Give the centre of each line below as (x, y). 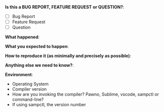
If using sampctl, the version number (49, 105)
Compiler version (29, 89)
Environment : (19, 75)
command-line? (28, 99)
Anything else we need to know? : (40, 65)
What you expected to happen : (37, 47)
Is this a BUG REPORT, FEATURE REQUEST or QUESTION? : (65, 7)
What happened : (22, 37)
